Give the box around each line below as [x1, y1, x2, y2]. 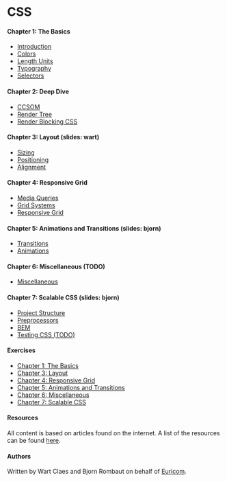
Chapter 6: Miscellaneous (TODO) [7, 262, 106, 271]
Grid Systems [16, 201, 56, 209]
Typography [16, 65, 52, 73]
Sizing [16, 148, 36, 157]
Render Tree [16, 110, 53, 118]
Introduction [16, 43, 52, 51]
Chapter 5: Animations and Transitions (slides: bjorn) [7, 224, 161, 232]
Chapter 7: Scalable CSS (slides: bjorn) [7, 293, 120, 301]
